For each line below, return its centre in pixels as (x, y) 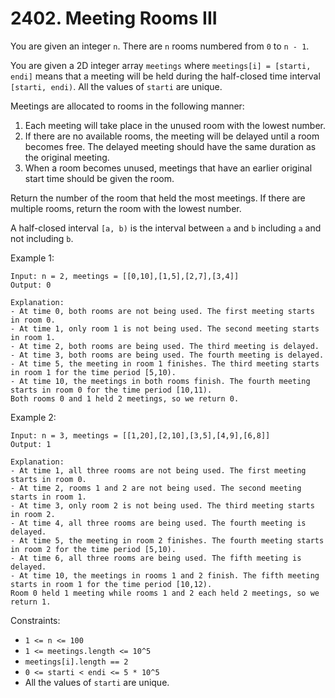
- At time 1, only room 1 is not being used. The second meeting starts (165, 328)
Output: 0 (31, 285)
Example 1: (32, 258)
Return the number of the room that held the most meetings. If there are (158, 198)
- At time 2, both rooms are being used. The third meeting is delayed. (165, 346)
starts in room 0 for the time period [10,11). (111, 390)
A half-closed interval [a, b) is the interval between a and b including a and (166, 228)
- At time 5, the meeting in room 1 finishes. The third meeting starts (165, 363)
